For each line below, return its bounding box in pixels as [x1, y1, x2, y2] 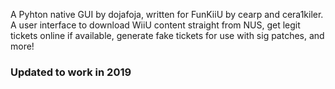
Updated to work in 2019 [10, 65, 132, 79]
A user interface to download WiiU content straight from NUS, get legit [10, 19, 301, 31]
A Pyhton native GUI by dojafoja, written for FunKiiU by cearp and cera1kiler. [10, 9, 324, 20]
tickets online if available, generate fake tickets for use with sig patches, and [10, 30, 325, 41]
